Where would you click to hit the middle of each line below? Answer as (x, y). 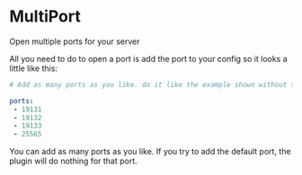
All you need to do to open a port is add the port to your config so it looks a (148, 58)
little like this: (34, 68)
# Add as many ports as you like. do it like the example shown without (148, 84)
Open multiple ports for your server (75, 41)
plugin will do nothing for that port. (73, 161)
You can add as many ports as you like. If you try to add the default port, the (150, 152)
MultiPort (45, 17)
